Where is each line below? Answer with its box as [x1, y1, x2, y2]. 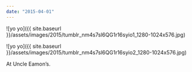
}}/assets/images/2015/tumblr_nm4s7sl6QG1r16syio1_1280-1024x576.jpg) [6, 31, 186, 38]
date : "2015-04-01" [6, 8, 55, 15]
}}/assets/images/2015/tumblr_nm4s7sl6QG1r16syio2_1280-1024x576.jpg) [6, 48, 187, 56]
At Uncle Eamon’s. [6, 60, 51, 67]
